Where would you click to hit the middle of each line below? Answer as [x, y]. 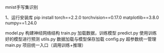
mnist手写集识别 [21, 7]
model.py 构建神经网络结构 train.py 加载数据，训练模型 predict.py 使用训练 [81, 33]
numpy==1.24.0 [21, 23]
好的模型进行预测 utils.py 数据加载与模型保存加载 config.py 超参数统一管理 [81, 39]
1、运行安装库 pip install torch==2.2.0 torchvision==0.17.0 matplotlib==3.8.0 [82, 18]
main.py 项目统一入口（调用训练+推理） [46, 45]
